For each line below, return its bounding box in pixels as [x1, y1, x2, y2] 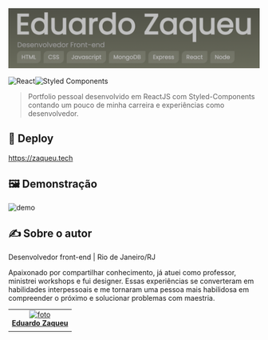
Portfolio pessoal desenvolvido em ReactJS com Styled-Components [27, 92, 255, 102]
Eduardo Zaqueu [11, 318, 69, 328]
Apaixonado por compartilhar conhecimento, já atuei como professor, [8, 267, 237, 277]
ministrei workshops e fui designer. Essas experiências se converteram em [8, 276, 254, 286]
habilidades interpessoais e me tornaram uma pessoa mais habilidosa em [8, 284, 250, 294]
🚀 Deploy [8, 132, 54, 146]
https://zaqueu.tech [8, 153, 73, 162]
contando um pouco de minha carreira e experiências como [27, 100, 225, 110]
